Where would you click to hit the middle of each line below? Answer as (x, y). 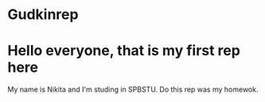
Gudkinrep (43, 15)
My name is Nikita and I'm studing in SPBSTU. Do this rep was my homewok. (133, 89)
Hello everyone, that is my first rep (124, 51)
